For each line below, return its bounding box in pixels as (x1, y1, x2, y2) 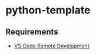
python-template (5, 4, 91, 17)
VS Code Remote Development (14, 42, 90, 49)
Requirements (5, 27, 58, 37)
